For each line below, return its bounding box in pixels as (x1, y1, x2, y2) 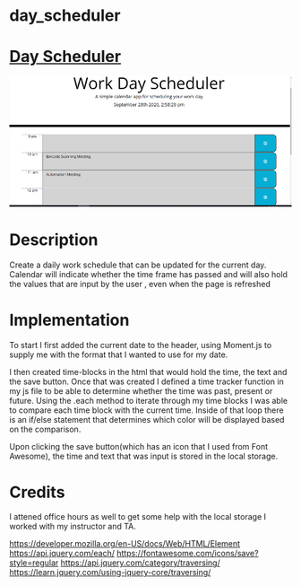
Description (9, 230, 99, 249)
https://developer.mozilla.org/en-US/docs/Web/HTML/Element (9, 538, 240, 549)
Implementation (9, 310, 130, 330)
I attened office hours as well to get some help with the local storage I (9, 512, 267, 522)
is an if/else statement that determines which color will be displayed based (9, 414, 285, 424)
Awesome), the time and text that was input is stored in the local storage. (9, 450, 279, 461)
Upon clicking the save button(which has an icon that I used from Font (9, 441, 269, 451)
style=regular (9, 557, 59, 568)
